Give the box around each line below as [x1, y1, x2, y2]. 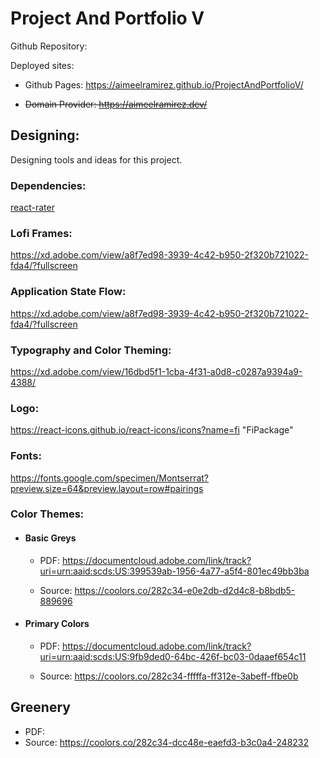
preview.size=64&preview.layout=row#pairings [10, 482, 204, 494]
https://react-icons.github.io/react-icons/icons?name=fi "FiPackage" [10, 424, 294, 436]
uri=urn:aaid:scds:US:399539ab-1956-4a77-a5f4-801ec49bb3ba [39, 565, 310, 577]
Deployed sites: [10, 59, 75, 71]
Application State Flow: [10, 285, 127, 299]
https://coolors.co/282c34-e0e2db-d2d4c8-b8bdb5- [74, 584, 296, 596]
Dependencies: [10, 178, 87, 192]
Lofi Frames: [10, 226, 73, 240]
